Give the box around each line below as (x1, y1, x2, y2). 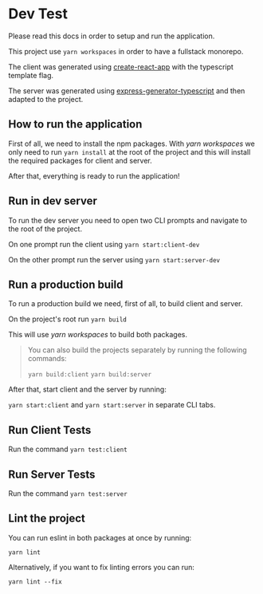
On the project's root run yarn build (8, 314, 128, 324)
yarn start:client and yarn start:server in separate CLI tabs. (8, 400, 216, 410)
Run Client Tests (8, 423, 92, 437)
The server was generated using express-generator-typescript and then (8, 85, 245, 96)
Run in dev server (8, 195, 98, 208)
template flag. (8, 70, 54, 80)
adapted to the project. (8, 94, 84, 104)
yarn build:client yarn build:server (27, 371, 152, 379)
